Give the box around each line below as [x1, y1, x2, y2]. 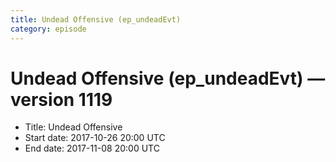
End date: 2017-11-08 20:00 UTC [24, 142, 160, 155]
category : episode [10, 24, 87, 34]
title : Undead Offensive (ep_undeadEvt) [10, 14, 182, 25]
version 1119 [10, 88, 113, 111]
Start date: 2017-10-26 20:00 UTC [24, 132, 166, 144]
